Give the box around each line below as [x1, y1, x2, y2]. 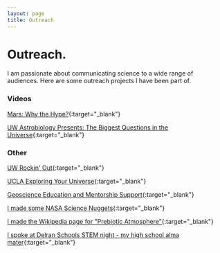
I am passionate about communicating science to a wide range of [7, 69, 194, 78]
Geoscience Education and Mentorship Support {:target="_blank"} [7, 191, 195, 199]
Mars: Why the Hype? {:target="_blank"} [7, 110, 121, 118]
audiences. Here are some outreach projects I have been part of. [7, 77, 192, 85]
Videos [7, 94, 32, 104]
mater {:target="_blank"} [7, 238, 76, 247]
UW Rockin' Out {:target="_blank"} [7, 164, 105, 172]
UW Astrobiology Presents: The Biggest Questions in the [7, 123, 168, 132]
